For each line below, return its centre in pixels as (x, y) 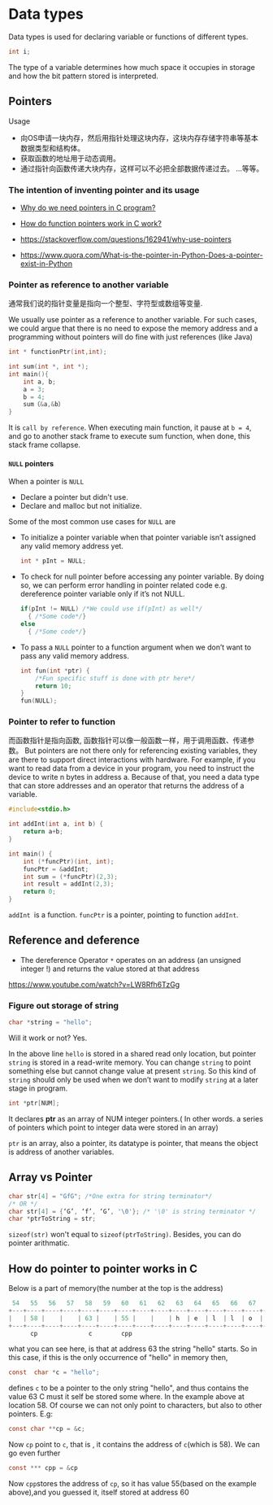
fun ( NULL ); (39, 701)
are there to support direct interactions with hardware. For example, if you (132, 760)
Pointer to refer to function (62, 722)
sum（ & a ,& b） (44, 405)
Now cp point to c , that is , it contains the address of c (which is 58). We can (134, 1445)
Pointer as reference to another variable (89, 284)
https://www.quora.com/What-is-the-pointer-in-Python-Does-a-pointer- (141, 255)
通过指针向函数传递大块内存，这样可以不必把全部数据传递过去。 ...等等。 (142, 168)
